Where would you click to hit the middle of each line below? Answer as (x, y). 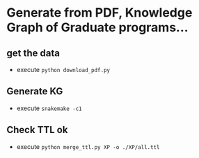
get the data (33, 53)
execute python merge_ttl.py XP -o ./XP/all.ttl (88, 146)
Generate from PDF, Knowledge (99, 13)
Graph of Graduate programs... (97, 27)
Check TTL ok (37, 130)
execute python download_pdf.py (63, 70)
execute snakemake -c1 (49, 108)
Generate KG (35, 91)
